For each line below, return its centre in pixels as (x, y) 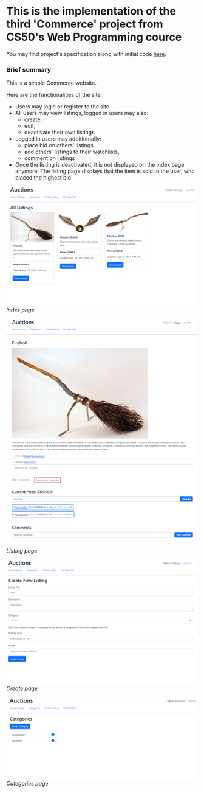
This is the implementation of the (91, 11)
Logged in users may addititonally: (58, 139)
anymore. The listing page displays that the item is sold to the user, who (105, 171)
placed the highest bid (43, 178)
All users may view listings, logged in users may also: (82, 113)
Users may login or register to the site (62, 107)
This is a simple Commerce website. (52, 83)
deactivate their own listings (59, 133)
